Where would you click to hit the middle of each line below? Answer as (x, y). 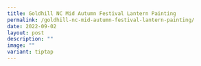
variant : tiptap (30, 52)
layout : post (26, 33)
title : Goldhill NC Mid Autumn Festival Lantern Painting (92, 13)
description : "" (30, 39)
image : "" (21, 45)
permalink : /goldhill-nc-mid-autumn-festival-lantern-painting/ (101, 20)
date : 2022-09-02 (32, 26)
